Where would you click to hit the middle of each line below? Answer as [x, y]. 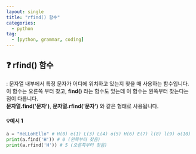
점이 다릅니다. [22, 98]
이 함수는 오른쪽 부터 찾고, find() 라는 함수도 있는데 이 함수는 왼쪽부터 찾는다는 [98, 91]
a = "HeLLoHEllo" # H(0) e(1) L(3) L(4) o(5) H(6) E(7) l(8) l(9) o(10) [99, 134]
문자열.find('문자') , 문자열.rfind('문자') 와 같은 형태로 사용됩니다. [82, 106]
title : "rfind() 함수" [33, 17]
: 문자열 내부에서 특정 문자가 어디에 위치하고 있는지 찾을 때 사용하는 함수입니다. [98, 83]
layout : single [25, 12]
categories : [21, 23]
